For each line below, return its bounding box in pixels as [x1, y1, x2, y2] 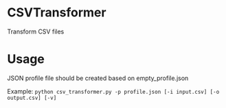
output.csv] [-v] [7, 94, 57, 101]
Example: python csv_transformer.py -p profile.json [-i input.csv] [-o [7, 87, 220, 95]
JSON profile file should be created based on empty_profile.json [7, 74, 189, 82]
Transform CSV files [7, 27, 65, 36]
